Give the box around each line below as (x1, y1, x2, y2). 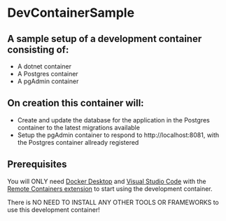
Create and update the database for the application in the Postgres (17, 115, 210, 124)
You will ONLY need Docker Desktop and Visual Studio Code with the (7, 177, 206, 185)
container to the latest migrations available (17, 123, 140, 131)
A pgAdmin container (17, 77, 79, 85)
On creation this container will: (7, 97, 145, 109)
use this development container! (7, 205, 100, 214)
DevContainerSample (7, 5, 135, 21)
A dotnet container (17, 62, 72, 71)
